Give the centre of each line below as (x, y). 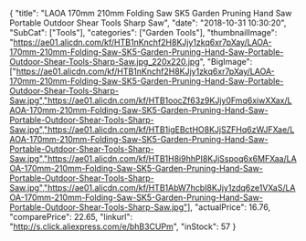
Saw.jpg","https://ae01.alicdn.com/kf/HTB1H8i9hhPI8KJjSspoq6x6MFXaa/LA (153, 158)
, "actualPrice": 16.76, (231, 207)
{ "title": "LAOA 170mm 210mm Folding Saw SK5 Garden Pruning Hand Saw (151, 13)
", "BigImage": (226, 62)
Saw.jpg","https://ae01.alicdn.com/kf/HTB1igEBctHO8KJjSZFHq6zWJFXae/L (152, 130)
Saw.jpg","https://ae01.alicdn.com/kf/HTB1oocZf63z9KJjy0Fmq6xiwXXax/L (151, 100)
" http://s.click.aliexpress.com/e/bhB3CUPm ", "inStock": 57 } (123, 226)
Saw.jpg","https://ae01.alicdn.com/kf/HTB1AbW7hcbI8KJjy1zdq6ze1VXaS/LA (153, 188)
